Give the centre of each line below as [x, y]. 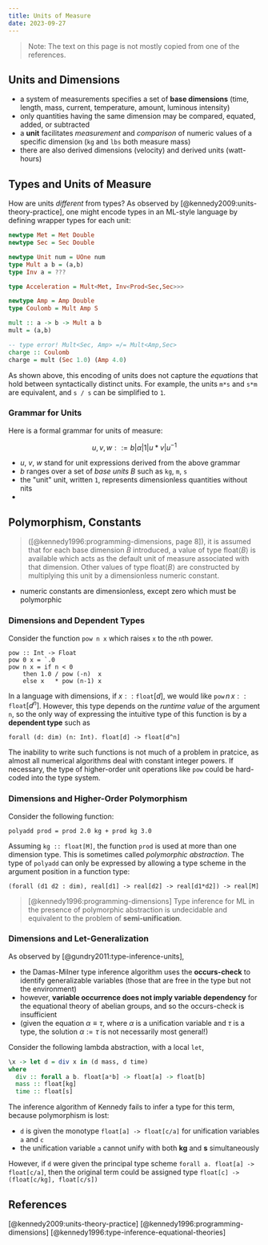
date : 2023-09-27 [37, 23]
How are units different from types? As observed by [94, 203]
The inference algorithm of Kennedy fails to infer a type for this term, [122, 1107]
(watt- [236, 150]
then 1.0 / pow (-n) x [62, 674]
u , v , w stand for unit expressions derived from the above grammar [130, 463]
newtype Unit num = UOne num [57, 257]
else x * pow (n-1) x [62, 681]
